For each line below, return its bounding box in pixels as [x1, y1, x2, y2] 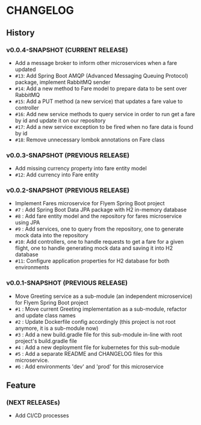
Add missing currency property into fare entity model [14, 165, 147, 172]
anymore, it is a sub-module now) [14, 324, 99, 332]
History [6, 28, 35, 38]
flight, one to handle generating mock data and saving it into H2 [14, 244, 173, 252]
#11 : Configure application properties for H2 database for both [14, 257, 170, 265]
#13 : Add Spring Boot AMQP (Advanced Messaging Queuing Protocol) [14, 72, 188, 79]
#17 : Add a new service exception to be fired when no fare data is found [14, 123, 194, 130]
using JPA [14, 219, 40, 226]
